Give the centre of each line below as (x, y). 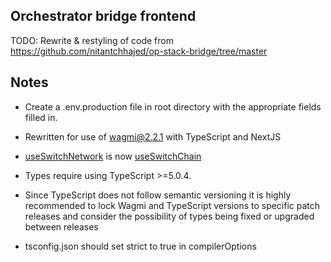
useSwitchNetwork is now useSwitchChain (113, 156)
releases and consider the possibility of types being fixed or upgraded (169, 216)
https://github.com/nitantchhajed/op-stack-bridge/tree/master (139, 51)
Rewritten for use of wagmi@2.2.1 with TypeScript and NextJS (153, 136)
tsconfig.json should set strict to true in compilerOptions (140, 246)
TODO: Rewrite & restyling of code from (92, 40)
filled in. (41, 117)
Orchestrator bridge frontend (103, 16)
